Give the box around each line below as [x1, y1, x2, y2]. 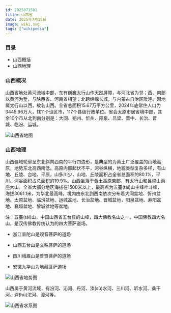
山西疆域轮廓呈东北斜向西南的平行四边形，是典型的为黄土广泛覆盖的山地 [5, 159, 157, 165]
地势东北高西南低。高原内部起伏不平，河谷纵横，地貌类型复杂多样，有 [14, 165, 161, 171]
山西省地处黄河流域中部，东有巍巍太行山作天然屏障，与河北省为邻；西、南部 [5, 90, 166, 96]
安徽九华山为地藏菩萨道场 [12, 264, 67, 270]
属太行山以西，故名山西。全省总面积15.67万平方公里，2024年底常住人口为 [5, 102, 161, 108]
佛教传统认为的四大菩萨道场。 [27, 220, 90, 226]
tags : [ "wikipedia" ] [5, 26, 49, 32]
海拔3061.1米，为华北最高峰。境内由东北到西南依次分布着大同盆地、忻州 [5, 190, 157, 196]
